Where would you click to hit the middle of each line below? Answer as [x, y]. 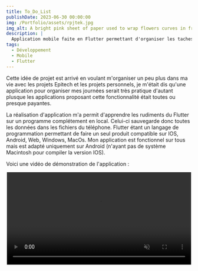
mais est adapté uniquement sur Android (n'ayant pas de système [86, 146]
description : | [25, 34]
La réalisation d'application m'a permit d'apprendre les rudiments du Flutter [98, 114]
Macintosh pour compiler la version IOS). [56, 152]
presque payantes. [29, 103]
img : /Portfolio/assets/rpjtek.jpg [50, 22]
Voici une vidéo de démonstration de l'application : [68, 164]
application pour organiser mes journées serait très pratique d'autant [90, 91]
